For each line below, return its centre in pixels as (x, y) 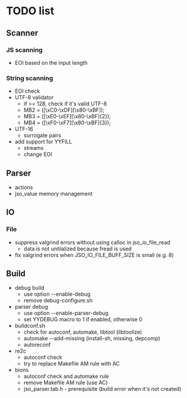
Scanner (22, 33)
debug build (29, 288)
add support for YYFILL (43, 142)
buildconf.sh (30, 326)
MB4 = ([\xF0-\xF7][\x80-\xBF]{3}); (67, 123)
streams (34, 148)
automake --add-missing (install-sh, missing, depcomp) (92, 339)
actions (24, 187)
